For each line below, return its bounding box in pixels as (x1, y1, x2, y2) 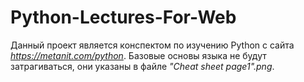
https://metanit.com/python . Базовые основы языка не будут (10, 49, 267, 61)
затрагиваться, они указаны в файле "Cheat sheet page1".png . (10, 60, 275, 72)
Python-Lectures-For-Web (10, 6, 237, 29)
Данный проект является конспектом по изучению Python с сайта (10, 39, 295, 51)
